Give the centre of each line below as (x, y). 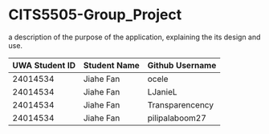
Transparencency (181, 104)
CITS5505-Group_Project (95, 15)
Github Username (182, 65)
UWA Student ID (44, 65)
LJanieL (163, 91)
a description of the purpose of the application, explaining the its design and (134, 37)
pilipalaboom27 (177, 118)
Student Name (112, 65)
